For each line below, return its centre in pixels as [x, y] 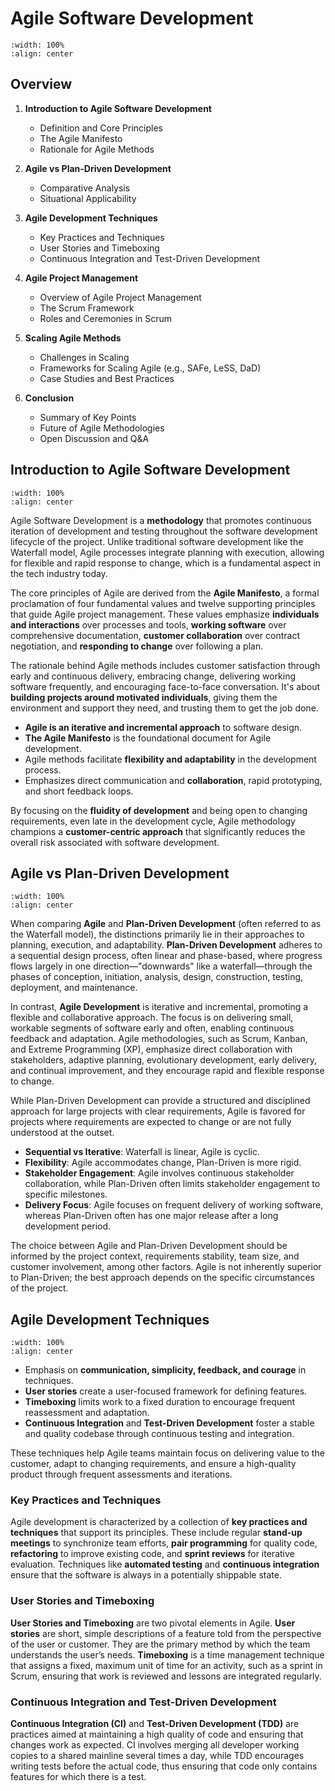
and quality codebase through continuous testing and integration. [159, 1434]
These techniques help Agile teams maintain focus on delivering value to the [167, 1453]
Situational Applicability [88, 198]
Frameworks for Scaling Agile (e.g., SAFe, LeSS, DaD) [150, 368]
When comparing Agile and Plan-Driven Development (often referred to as [166, 924]
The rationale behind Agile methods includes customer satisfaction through [165, 665]
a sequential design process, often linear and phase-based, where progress [166, 956]
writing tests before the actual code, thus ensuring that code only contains [164, 1766]
